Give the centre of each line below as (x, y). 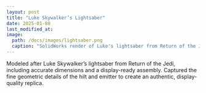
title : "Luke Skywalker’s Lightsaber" (56, 18)
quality (15, 83)
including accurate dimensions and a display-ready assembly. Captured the (102, 70)
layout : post (23, 12)
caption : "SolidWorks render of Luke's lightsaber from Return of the (104, 46)
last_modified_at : (30, 29)
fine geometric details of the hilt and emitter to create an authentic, (91, 76)
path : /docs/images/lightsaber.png (57, 40)
